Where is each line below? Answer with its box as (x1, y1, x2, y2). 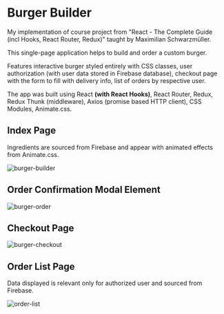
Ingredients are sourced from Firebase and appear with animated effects (7, 143, 214, 151)
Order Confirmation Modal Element (7, 184, 161, 196)
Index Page (7, 124, 57, 136)
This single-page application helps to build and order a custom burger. (7, 48, 207, 57)
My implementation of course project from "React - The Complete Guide (7, 28, 213, 36)
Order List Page (7, 261, 75, 273)
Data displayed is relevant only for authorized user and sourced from (7, 279, 203, 288)
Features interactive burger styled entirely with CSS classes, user (7, 62, 193, 70)
